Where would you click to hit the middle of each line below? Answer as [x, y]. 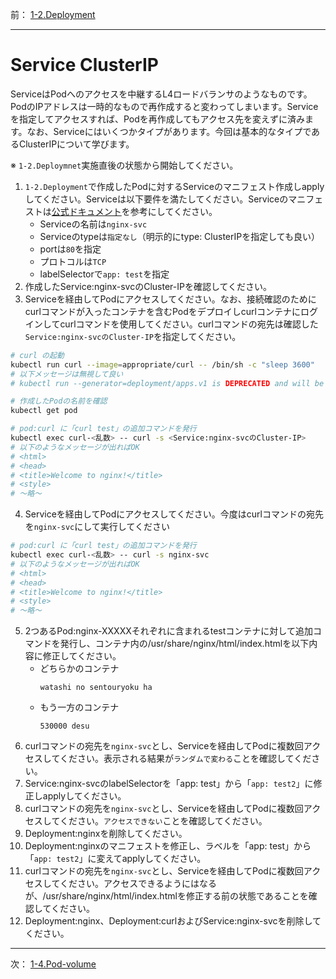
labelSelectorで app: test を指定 [104, 274]
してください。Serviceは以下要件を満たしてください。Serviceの [156, 199]
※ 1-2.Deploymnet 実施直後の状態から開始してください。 [124, 165]
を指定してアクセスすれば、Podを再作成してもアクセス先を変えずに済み [157, 119]
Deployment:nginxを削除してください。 [106, 834]
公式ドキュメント [86, 211]
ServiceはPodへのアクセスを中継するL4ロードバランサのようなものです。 [161, 94]
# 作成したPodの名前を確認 [59, 401]
